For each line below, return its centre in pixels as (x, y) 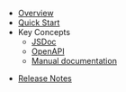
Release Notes (45, 78)
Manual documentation (74, 61)
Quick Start (39, 23)
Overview (36, 13)
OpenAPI (48, 51)
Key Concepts (44, 32)
